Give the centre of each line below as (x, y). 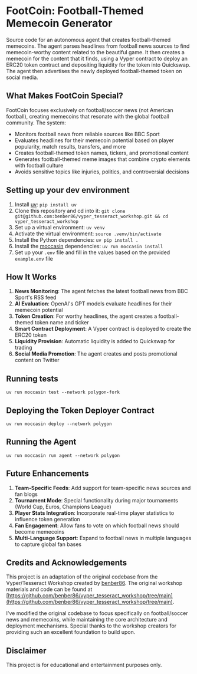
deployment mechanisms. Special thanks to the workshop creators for (91, 626)
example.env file (34, 258)
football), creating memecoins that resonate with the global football (88, 116)
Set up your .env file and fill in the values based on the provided (92, 252)
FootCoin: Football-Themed (75, 11)
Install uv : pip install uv (45, 204)
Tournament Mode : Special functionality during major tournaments (96, 500)
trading (23, 348)
